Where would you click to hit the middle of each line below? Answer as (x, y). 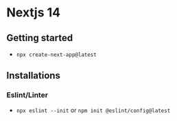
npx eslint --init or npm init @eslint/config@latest (93, 110)
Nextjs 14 (34, 13)
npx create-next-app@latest (56, 55)
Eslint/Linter (27, 95)
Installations (34, 76)
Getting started (40, 38)
